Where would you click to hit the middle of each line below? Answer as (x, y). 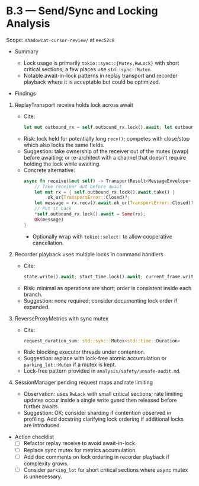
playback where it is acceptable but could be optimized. (92, 82)
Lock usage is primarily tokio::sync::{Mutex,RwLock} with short (101, 63)
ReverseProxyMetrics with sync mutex (61, 318)
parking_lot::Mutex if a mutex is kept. (70, 365)
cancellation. (48, 243)
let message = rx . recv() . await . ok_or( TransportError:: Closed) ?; (115, 203)
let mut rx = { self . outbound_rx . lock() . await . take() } (105, 192)
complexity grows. (46, 463)
